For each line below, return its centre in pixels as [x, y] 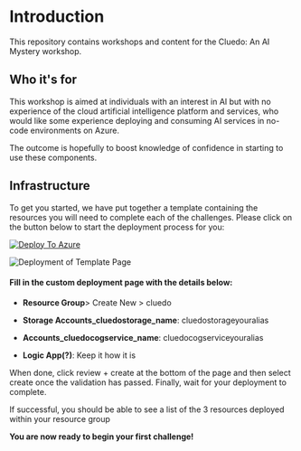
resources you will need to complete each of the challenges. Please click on [151, 217]
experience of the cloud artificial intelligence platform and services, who [144, 111]
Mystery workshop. [46, 51]
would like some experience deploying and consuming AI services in [137, 120]
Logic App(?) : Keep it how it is [79, 355]
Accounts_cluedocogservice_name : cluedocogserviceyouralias [143, 337]
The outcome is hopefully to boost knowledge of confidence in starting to [146, 147]
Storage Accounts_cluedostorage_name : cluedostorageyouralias [146, 320]
